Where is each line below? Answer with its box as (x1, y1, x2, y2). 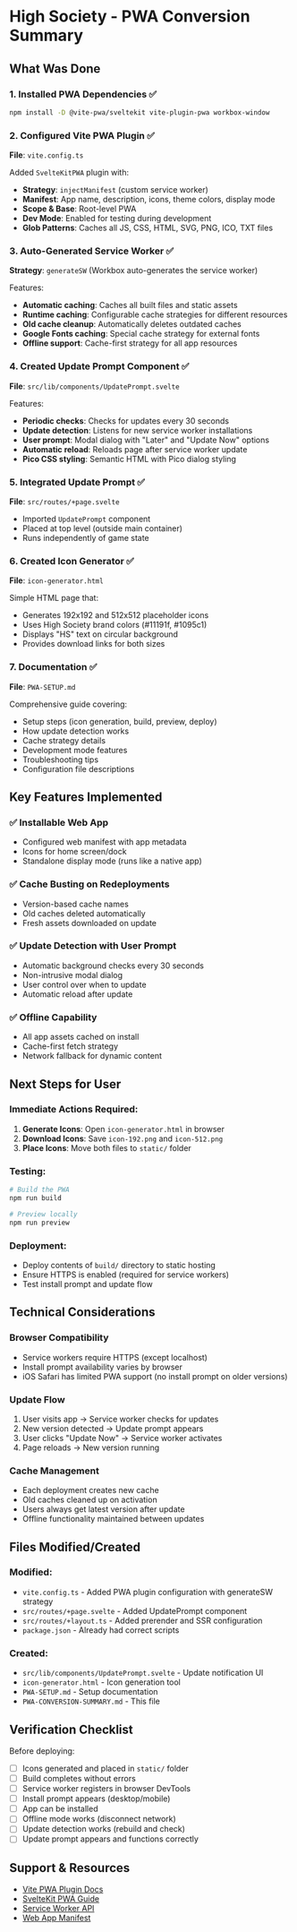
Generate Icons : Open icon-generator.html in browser (21, 1123, 225, 1134)
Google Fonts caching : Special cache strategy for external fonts (21, 329, 260, 339)
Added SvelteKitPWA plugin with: (9, 167, 130, 178)
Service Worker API (21, 1903, 95, 1914)
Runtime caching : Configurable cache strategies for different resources (21, 309, 288, 320)
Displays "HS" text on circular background (21, 629, 179, 640)
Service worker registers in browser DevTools (21, 1783, 191, 1794)
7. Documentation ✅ (9, 661, 98, 674)
